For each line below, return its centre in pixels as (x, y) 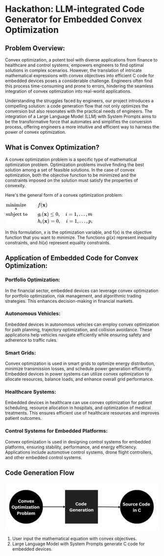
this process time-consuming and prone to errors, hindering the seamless (79, 86)
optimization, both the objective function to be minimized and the (71, 175)
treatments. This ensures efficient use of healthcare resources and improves (82, 413)
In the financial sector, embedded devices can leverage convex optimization (82, 291)
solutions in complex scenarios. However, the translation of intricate (73, 70)
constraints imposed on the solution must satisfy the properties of (71, 180)
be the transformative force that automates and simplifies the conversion (79, 122)
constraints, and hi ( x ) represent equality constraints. (58, 242)
